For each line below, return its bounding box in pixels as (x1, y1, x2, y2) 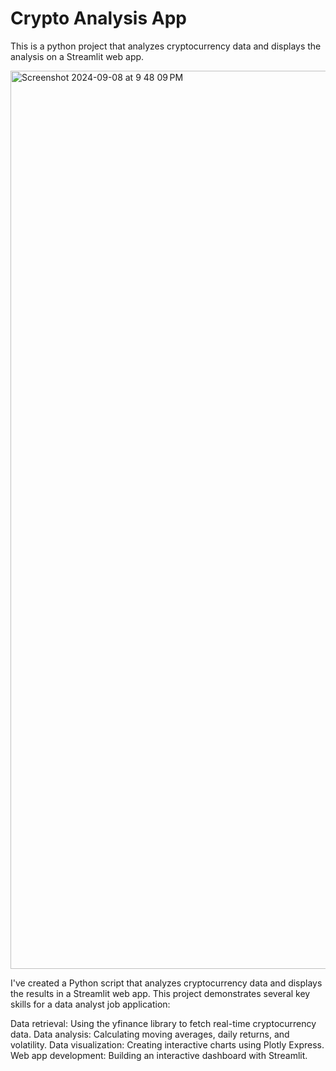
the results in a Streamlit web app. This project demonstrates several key (10, 987, 311, 999)
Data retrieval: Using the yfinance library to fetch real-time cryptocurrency (10, 1017, 317, 1029)
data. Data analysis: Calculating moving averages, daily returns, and (10, 1028, 290, 1040)
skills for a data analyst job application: (10, 998, 171, 1010)
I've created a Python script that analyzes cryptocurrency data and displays (10, 977, 323, 989)
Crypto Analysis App (10, 7, 187, 30)
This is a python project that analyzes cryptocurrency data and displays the (10, 40, 322, 52)
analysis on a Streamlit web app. (10, 50, 145, 62)
